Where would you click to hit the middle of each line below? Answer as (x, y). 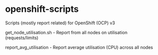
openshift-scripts (42, 9)
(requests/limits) (22, 38)
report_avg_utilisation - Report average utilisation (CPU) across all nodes (79, 47)
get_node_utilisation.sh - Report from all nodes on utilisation (66, 32)
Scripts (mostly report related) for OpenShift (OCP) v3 (60, 23)
